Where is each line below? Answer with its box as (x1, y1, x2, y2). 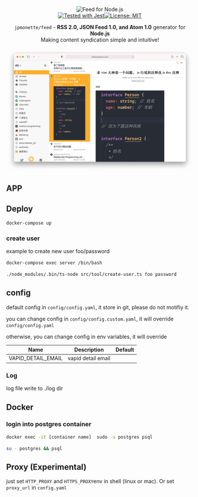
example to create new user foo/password (6, 248, 110, 255)
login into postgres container (6, 420, 92, 428)
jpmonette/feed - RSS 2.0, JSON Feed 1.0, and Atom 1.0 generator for (14, 24, 186, 30)
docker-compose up (6, 220, 52, 226)
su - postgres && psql (6, 445, 62, 451)
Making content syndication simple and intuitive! (40, 36, 159, 43)
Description (74, 346, 104, 353)
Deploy (6, 203, 33, 213)
